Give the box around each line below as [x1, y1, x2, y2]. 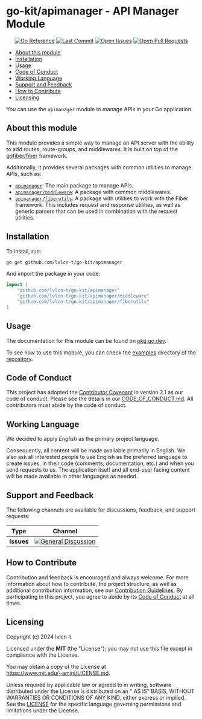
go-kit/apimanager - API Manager [6, 4, 179, 18]
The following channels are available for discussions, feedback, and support [6, 506, 196, 513]
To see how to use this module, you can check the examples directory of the [6, 349, 197, 356]
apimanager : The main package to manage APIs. [14, 181, 134, 189]
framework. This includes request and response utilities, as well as [14, 201, 181, 208]
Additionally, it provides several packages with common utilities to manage [6, 163, 192, 171]
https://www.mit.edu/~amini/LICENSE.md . [6, 669, 110, 677]
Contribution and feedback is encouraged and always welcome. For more [6, 573, 189, 581]
